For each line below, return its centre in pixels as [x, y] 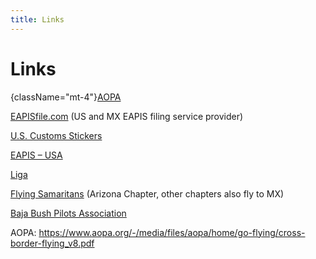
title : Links [37, 19]
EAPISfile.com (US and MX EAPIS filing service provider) [127, 116]
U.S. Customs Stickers [56, 135]
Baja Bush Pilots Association [68, 213]
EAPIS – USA [36, 155]
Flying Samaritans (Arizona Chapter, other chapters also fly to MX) [147, 193]
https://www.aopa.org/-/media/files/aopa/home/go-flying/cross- [172, 232]
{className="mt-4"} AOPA [66, 97]
